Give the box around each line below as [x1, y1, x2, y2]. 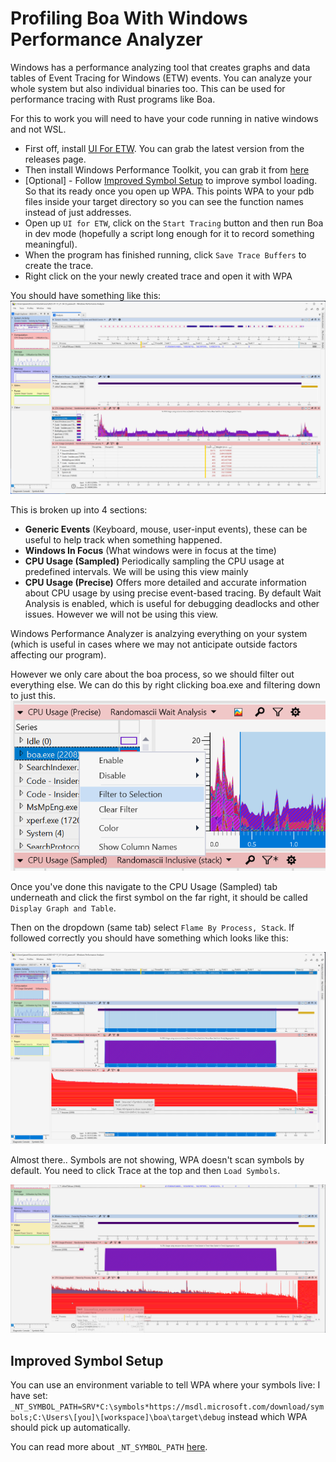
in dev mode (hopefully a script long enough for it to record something [24, 227, 315, 239]
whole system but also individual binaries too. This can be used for [10, 82, 286, 94]
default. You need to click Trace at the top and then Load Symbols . [10, 1165, 281, 1177]
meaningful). [24, 238, 78, 250]
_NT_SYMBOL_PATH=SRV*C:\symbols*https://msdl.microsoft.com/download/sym [10, 1402, 325, 1412]
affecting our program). [10, 648, 107, 661]
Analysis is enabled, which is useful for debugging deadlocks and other [24, 597, 320, 609]
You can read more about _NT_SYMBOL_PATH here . [10, 1441, 208, 1453]
